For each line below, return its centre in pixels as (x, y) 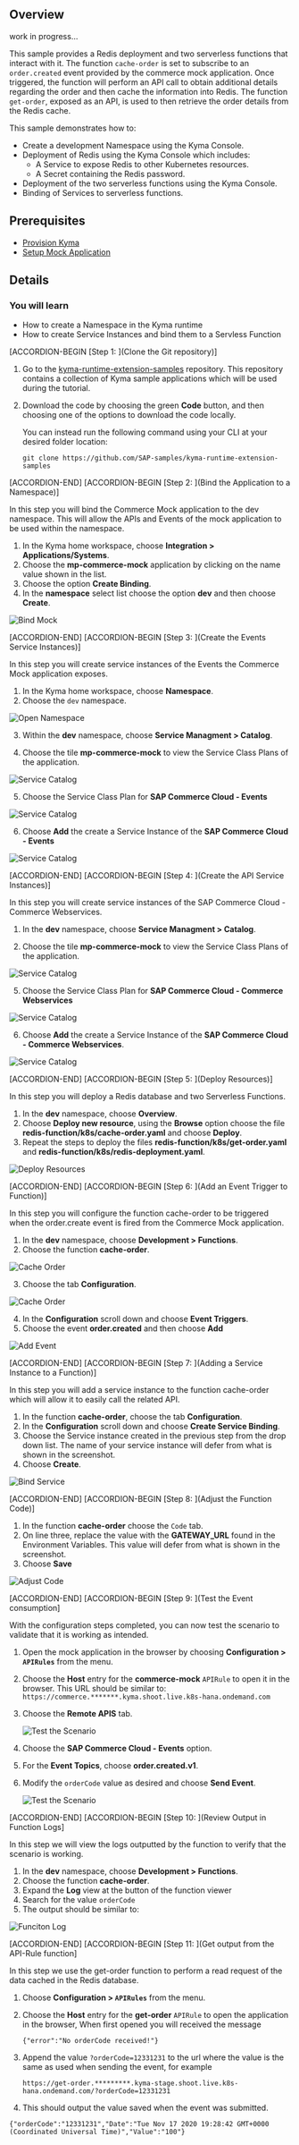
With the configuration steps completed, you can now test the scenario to (144, 1625)
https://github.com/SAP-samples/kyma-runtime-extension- (170, 458)
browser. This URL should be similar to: (94, 1689)
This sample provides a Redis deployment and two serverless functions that (149, 54)
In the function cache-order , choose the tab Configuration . (132, 1417)
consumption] (35, 1608)
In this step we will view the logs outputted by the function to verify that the (148, 1844)
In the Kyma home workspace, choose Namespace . (118, 691)
